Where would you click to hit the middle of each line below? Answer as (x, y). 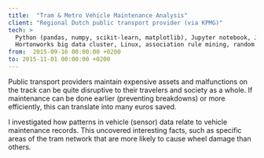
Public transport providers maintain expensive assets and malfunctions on (128, 81)
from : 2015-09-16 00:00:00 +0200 (65, 52)
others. (20, 147)
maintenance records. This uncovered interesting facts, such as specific (125, 130)
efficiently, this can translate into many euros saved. (92, 106)
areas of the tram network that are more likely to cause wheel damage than (130, 138)
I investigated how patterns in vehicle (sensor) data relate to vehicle (118, 122)
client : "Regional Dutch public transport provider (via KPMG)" (115, 23)
